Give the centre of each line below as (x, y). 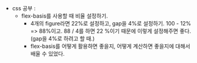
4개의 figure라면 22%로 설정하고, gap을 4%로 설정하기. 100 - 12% (111, 23)
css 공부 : (24, 8)
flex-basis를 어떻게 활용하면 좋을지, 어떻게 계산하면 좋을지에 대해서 (110, 46)
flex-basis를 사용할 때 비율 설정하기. (64, 16)
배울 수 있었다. (48, 54)
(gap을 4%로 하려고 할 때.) (63, 38)
